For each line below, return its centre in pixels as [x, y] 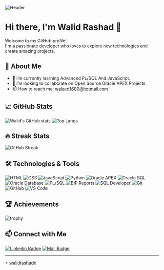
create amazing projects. [30, 51]
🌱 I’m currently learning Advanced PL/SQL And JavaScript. [71, 78]
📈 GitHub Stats [29, 106]
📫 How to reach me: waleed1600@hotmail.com [60, 89]
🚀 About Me [23, 67]
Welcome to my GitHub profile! [36, 40]
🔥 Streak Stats [27, 136]
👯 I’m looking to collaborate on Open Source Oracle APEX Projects [79, 83]
